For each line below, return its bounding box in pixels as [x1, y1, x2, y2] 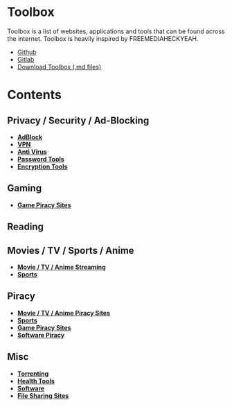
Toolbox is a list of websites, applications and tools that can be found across [7, 27, 225, 35]
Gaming [7, 182, 42, 194]
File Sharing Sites [17, 391, 69, 399]
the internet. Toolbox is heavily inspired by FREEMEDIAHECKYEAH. [7, 34, 199, 42]
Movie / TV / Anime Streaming [17, 263, 106, 271]
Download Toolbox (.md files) [17, 62, 102, 71]
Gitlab [17, 55, 35, 63]
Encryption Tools [17, 162, 68, 171]
